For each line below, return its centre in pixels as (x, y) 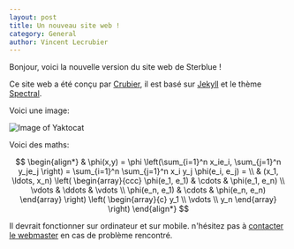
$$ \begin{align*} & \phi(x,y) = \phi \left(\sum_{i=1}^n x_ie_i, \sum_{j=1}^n (148, 162)
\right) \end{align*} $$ (148, 209)
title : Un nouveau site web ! (65, 26)
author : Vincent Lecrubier (59, 42)
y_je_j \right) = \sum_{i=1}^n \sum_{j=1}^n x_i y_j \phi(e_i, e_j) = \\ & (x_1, (148, 171)
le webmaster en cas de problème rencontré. (91, 236)
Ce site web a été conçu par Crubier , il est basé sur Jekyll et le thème (136, 84)
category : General (43, 34)
